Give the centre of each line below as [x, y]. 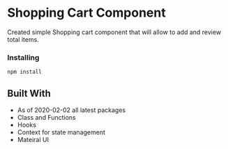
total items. [23, 39]
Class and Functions [47, 118]
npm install [24, 72]
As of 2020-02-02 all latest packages [71, 110]
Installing [23, 57]
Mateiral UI [33, 140]
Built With [29, 93]
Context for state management [61, 132]
